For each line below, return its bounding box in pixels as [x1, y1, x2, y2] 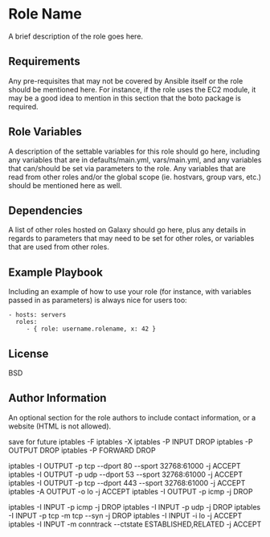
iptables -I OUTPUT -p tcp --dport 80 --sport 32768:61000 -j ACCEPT [8, 461, 241, 470]
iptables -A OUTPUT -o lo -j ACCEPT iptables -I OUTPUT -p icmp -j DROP [8, 486, 253, 496]
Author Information [8, 391, 107, 405]
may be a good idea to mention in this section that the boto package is [8, 93, 242, 103]
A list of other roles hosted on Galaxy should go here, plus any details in [8, 225, 247, 235]
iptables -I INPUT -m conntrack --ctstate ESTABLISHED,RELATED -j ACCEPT [8, 519, 262, 529]
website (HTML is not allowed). [8, 421, 112, 431]
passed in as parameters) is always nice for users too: [8, 295, 187, 305]
